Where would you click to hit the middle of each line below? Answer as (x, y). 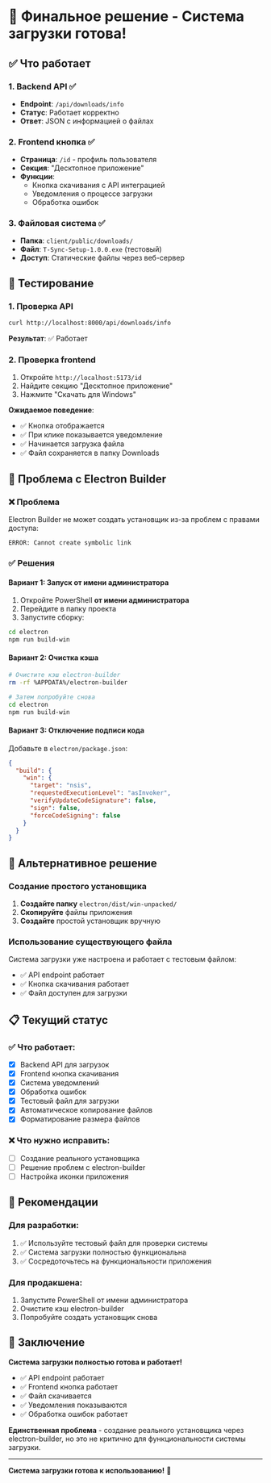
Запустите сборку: (52, 617)
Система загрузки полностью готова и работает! (96, 1362)
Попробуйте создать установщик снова (89, 1317)
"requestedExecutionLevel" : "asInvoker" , (100, 793)
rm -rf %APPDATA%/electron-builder (68, 682)
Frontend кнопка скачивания (69, 1074)
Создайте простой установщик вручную (90, 921)
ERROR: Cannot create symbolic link (70, 543)
